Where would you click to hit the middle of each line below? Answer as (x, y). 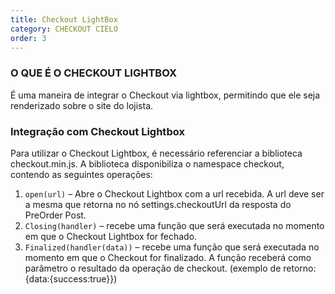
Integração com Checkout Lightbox (97, 131)
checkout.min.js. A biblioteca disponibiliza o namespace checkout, (147, 163)
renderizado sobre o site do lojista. (82, 105)
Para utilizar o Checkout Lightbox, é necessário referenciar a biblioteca (156, 153)
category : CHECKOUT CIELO (64, 29)
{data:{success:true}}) (71, 278)
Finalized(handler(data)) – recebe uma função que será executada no (172, 247)
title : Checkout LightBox (64, 19)
